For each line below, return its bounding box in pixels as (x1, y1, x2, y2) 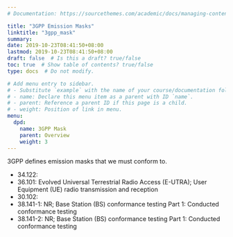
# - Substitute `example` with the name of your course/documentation (7, 87, 216, 94)
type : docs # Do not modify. (7, 67, 95, 75)
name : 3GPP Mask (19, 125, 67, 132)
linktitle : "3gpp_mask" (7, 29, 76, 36)
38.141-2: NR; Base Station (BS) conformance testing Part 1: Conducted (17, 215, 221, 223)
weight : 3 (19, 138, 49, 146)
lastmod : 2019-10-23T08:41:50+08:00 (7, 49, 113, 55)
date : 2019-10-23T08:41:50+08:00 (7, 42, 104, 49)
